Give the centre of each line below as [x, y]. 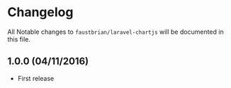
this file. [19, 39]
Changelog [40, 12]
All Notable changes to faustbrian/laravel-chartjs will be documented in [116, 32]
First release [36, 78]
